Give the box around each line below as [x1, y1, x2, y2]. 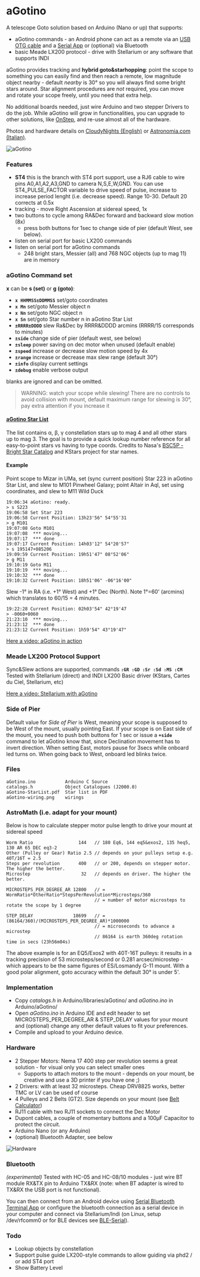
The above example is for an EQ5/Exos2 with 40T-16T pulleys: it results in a [6, 950, 192, 957]
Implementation [6, 984, 54, 992]
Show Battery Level [14, 1264, 63, 1272]
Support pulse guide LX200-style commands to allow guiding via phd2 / [14, 1251, 192, 1258]
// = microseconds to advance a [94, 923, 175, 929]
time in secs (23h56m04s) [6, 939, 70, 945]
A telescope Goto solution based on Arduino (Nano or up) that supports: [6, 24, 183, 31]
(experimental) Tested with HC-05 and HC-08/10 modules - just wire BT [6, 1174, 183, 1181]
